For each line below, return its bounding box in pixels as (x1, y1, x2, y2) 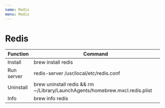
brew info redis (33, 95, 69, 102)
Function (7, 51, 29, 57)
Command (83, 51, 108, 57)
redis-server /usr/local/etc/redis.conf (33, 70, 120, 77)
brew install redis (33, 59, 73, 66)
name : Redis (5, 7, 29, 12)
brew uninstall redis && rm (33, 81, 94, 88)
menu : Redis (5, 12, 29, 17)
